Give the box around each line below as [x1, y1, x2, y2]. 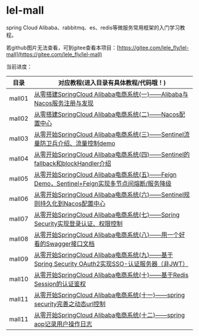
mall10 [9, 275, 28, 283]
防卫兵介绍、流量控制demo [40, 139, 115, 147]
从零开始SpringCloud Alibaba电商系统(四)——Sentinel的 [34, 150, 190, 158]
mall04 [9, 154, 28, 162]
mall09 [9, 255, 28, 263]
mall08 [9, 234, 28, 243]
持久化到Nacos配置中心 [40, 199, 105, 208]
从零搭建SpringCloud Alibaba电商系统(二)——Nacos [34, 110, 179, 118]
